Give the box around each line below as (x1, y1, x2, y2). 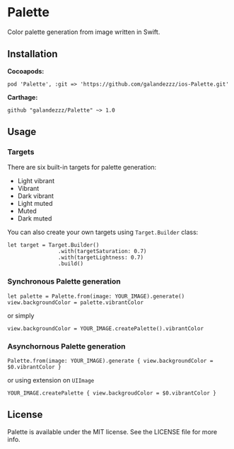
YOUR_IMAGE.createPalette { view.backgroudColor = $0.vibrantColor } (7, 390, 217, 397)
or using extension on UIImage (7, 376, 95, 385)
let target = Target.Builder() (7, 242, 100, 249)
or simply (7, 311, 35, 320)
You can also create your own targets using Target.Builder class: (7, 228, 199, 237)
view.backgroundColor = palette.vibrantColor (7, 298, 144, 306)
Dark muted (17, 214, 52, 223)
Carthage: (7, 93, 38, 101)
